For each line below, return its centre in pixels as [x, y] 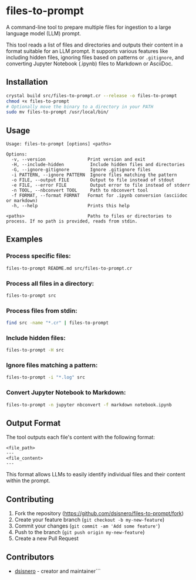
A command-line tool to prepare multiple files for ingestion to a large [89, 27]
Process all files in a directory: [50, 283]
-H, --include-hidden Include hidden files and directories [98, 165]
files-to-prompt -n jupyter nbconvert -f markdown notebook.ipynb [89, 405]
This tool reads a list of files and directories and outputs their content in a [94, 45]
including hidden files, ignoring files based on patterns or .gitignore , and [95, 57]
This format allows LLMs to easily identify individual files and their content [96, 475]
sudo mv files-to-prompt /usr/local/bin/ [58, 112]
